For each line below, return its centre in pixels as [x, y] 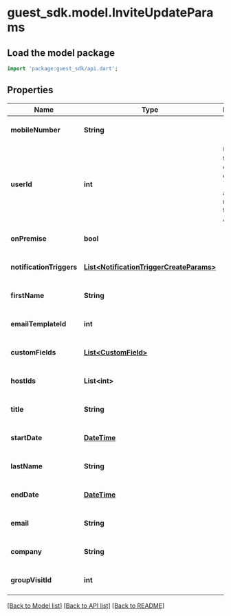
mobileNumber [35, 130]
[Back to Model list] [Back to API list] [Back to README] [86, 606]
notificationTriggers [44, 267]
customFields [33, 352]
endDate [25, 495]
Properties [30, 90]
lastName [27, 466]
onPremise [29, 238]
